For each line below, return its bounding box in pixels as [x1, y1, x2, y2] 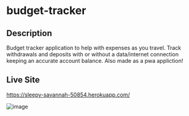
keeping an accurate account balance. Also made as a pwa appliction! [6, 57, 183, 64]
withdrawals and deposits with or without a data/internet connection [6, 51, 179, 58]
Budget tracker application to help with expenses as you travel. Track [6, 44, 182, 51]
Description [6, 28, 52, 38]
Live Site [6, 74, 40, 85]
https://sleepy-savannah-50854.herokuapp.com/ [6, 91, 130, 98]
